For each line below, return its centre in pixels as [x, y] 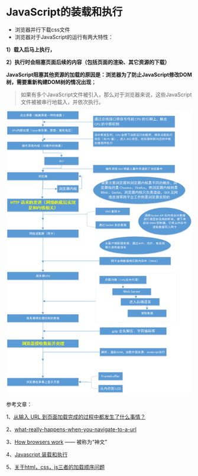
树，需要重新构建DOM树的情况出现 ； [51, 82]
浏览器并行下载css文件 [42, 30]
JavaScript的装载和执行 [64, 12]
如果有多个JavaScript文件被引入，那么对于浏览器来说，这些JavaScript [106, 94]
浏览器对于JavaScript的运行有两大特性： [64, 37]
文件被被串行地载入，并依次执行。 [62, 102]
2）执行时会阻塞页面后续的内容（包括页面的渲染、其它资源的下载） [88, 62]
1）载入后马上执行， [31, 49]
